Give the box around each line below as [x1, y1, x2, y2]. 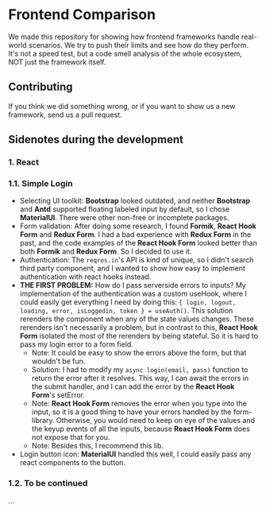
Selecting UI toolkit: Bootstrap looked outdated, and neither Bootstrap [19, 196, 250, 206]
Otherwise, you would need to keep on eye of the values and [56, 416, 256, 425]
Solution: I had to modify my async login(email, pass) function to [31, 365, 249, 374]
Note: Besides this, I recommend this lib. [31, 441, 164, 451]
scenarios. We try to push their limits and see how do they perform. [28, 40, 249, 49]
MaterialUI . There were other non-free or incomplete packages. [19, 213, 229, 223]
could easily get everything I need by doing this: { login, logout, [19, 297, 237, 307]
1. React [8, 157, 40, 168]
